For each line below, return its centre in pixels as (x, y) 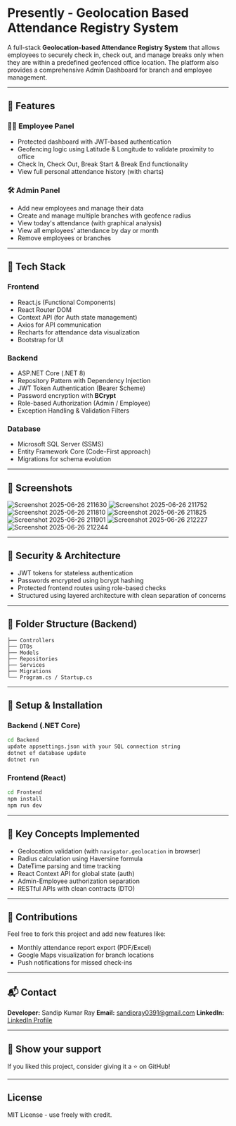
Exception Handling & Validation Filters (73, 411)
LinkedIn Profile (30, 1020)
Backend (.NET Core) (44, 725)
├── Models (23, 653)
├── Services (26, 665)
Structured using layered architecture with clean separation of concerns (122, 595)
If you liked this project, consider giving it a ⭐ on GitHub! (89, 1066)
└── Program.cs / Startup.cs (50, 677)
